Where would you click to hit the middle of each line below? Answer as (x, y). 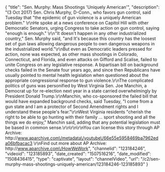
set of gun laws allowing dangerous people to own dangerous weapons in (80, 44)
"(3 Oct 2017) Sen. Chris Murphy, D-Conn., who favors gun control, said (78, 12)
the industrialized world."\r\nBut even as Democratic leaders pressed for (79, 49)
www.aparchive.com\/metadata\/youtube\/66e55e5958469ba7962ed (88, 138)
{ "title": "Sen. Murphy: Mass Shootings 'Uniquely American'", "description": (82, 7)
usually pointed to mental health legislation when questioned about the (77, 75)
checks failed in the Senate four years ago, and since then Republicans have (83, 70)
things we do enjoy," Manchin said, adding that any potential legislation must (83, 122)
